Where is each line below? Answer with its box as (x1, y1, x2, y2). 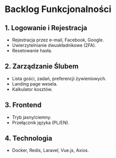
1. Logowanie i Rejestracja (5, 24, 87, 32)
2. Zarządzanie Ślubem (5, 62, 79, 71)
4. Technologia (5, 134, 52, 143)
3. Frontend (5, 101, 42, 109)
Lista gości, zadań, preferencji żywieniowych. (12, 75, 106, 82)
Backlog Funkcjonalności (5, 4, 111, 15)
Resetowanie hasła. (12, 48, 52, 53)
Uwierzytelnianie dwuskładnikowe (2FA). (12, 42, 96, 48)
